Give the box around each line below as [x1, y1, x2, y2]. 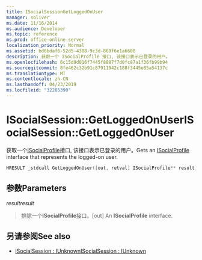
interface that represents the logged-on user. [6, 153, 118, 160]
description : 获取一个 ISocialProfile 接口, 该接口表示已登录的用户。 [6, 54, 170, 60]
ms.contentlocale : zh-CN [6, 76, 69, 82]
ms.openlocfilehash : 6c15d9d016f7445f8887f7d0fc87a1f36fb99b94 [6, 59, 168, 65]
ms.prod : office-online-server [6, 37, 85, 43]
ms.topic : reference [6, 31, 58, 37]
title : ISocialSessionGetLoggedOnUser [6, 8, 103, 15]
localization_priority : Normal [6, 43, 85, 49]
